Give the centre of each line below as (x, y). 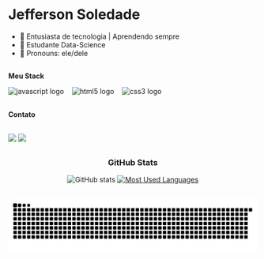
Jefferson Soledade (74, 15)
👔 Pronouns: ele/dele (54, 53)
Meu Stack (26, 76)
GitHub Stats (133, 163)
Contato (22, 114)
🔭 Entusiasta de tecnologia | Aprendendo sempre (100, 36)
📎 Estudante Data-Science (62, 44)
